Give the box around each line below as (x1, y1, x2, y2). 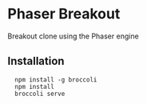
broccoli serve (14, 90, 66, 98)
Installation (7, 54, 65, 68)
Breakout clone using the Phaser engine (7, 31, 139, 41)
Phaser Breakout (7, 5, 121, 23)
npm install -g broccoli (14, 75, 97, 84)
